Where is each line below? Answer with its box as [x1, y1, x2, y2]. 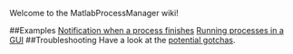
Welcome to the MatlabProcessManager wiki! [9, 8, 179, 18]
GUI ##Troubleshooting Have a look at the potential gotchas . [9, 35, 236, 45]
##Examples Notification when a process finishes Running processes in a [9, 25, 284, 35]
